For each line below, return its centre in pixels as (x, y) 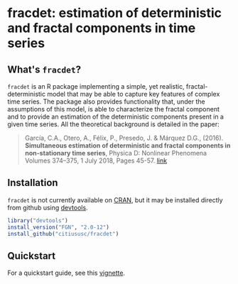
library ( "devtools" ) (38, 220)
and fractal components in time (102, 28)
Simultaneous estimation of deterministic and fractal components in (128, 146)
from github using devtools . (48, 207)
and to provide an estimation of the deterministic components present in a (115, 116)
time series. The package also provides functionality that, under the (106, 102)
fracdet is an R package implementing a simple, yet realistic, (96, 86)
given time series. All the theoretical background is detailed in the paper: (113, 124)
